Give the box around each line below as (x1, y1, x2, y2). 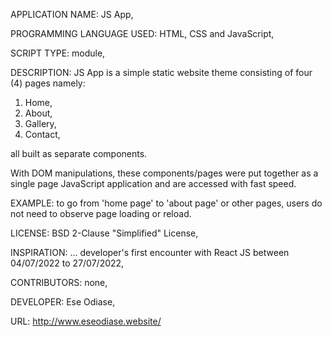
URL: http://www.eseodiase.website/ (10, 315, 162, 327)
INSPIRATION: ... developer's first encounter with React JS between (10, 247, 290, 258)
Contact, (24, 129, 61, 140)
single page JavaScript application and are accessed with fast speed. (10, 178, 297, 189)
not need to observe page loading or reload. (10, 208, 192, 219)
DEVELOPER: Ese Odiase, (10, 296, 116, 308)
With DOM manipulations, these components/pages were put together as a (10, 167, 319, 179)
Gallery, (24, 118, 57, 129)
